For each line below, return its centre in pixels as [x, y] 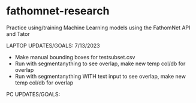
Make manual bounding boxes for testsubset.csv [75, 57]
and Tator [18, 34]
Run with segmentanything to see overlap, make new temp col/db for [100, 63]
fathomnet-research [58, 11]
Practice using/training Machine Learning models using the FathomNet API [98, 28]
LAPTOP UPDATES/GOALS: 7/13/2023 [53, 46]
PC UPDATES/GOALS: [33, 94]
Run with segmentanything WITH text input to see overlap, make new [100, 76]
